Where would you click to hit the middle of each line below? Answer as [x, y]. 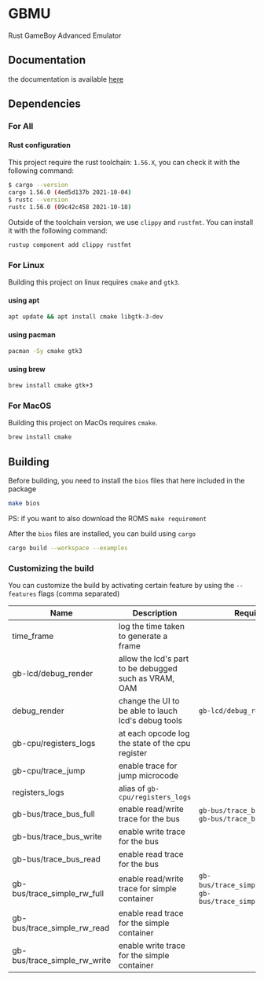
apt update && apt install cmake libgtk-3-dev [86, 317]
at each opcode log [154, 733]
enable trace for [148, 766]
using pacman [32, 334]
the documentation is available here [66, 79]
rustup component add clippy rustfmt [70, 244]
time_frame [33, 636]
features [22, 594]
